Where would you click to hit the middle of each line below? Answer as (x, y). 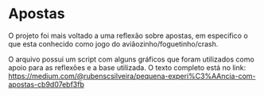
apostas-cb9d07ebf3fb (47, 84)
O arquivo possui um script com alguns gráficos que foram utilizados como (131, 59)
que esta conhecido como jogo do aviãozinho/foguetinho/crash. (113, 43)
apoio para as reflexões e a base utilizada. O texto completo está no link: (127, 67)
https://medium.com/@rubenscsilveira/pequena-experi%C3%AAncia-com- (132, 76)
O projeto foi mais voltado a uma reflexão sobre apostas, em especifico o (128, 35)
